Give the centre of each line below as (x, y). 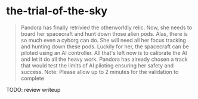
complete (33, 78)
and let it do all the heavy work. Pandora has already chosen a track (104, 59)
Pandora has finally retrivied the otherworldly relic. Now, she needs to (106, 27)
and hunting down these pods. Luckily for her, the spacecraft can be (105, 47)
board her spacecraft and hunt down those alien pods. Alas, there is (104, 33)
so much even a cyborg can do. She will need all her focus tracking (103, 40)
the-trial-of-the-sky (57, 11)
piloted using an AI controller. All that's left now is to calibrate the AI (104, 52)
